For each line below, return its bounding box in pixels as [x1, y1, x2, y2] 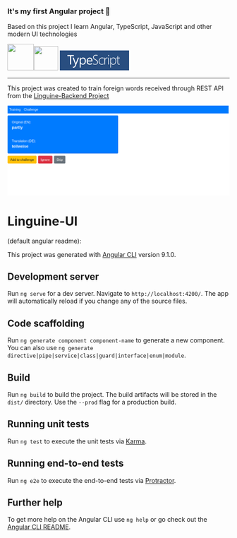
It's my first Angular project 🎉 [7, 6, 111, 16]
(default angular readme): [7, 237, 82, 245]
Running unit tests [7, 418, 90, 430]
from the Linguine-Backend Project [7, 92, 109, 100]
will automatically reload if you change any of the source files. [7, 297, 188, 306]
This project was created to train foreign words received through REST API [7, 84, 224, 92]
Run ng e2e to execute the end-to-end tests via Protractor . [7, 476, 176, 484]
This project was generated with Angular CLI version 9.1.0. [7, 250, 176, 258]
